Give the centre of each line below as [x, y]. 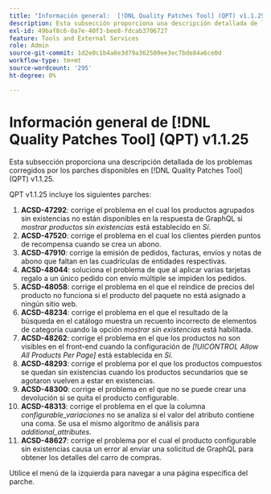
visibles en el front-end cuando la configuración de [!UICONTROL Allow [140, 346]
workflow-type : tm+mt [45, 61]
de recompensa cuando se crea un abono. [91, 244]
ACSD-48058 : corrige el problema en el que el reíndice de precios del [138, 287]
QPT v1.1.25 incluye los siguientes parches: [80, 194]
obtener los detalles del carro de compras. [91, 457]
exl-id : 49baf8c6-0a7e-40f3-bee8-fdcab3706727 [88, 31]
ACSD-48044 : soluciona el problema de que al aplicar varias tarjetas [136, 269]
